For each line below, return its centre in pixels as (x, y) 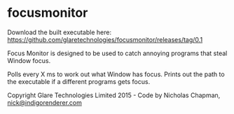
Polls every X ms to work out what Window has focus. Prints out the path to (116, 74)
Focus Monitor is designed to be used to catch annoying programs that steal (117, 53)
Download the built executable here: (60, 32)
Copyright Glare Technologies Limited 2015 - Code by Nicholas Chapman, (114, 95)
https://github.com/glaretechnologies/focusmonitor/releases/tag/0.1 (105, 39)
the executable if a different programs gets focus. (79, 81)
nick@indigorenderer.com (44, 102)
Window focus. (29, 60)
